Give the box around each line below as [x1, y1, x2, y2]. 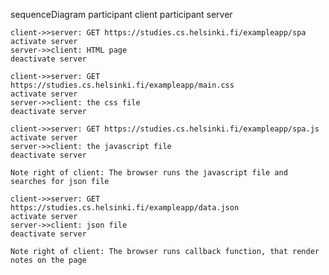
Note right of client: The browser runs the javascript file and [10, 168, 288, 178]
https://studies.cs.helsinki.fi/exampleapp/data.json [10, 203, 240, 213]
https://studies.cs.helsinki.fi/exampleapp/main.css [10, 80, 235, 90]
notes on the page [10, 255, 87, 265]
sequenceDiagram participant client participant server [10, 9, 233, 20]
